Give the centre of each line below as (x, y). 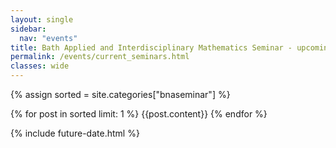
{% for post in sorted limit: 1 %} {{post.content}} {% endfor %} (139, 114)
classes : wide (40, 66)
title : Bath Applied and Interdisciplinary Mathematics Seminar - (151, 47)
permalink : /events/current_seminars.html (100, 57)
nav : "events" (48, 38)
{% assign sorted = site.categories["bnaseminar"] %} (120, 94)
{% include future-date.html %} (75, 133)
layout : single (42, 19)
